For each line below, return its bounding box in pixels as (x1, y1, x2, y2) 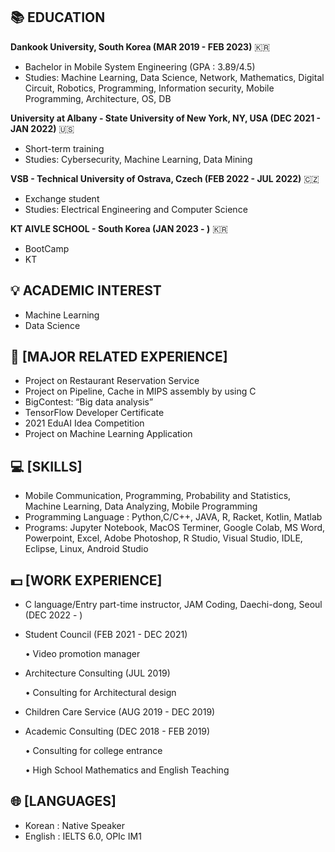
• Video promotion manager (24, 648, 141, 660)
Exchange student (24, 192, 100, 204)
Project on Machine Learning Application (24, 428, 193, 440)
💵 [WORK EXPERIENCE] (10, 572, 163, 589)
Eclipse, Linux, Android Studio (24, 543, 149, 555)
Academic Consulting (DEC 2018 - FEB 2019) (24, 725, 211, 738)
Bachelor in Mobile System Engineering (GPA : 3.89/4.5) (24, 60, 256, 73)
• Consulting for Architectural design (24, 687, 177, 699)
